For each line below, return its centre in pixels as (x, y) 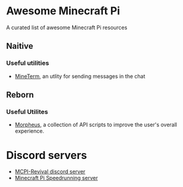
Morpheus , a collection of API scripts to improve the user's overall (96, 125)
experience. (30, 131)
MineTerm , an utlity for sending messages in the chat (80, 76)
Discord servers (47, 155)
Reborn (20, 95)
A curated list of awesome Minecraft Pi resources (67, 27)
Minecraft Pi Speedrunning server (56, 178)
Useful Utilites (27, 111)
